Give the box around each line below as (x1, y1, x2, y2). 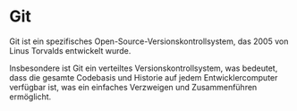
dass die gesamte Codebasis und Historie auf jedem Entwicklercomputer (9, 72, 278, 82)
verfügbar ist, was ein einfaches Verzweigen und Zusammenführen (9, 81, 258, 92)
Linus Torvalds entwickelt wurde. (9, 45, 132, 55)
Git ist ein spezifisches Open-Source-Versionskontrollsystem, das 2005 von (9, 36, 289, 47)
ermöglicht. (9, 91, 52, 102)
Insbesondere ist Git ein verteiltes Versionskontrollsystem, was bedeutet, (9, 63, 278, 73)
